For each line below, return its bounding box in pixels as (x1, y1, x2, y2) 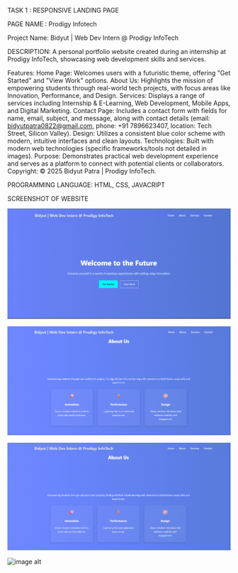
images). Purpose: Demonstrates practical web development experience (7, 152, 219, 160)
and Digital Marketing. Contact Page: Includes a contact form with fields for (7, 107, 227, 114)
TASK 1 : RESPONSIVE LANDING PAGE (7, 6, 119, 14)
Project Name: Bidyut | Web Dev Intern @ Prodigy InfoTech (7, 33, 179, 42)
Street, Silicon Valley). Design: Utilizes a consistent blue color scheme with (7, 129, 225, 137)
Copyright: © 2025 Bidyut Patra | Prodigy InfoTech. (7, 167, 157, 175)
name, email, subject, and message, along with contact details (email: (7, 114, 210, 122)
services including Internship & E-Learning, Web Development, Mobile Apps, (7, 99, 231, 107)
